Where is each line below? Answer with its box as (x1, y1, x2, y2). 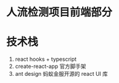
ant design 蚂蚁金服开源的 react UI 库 (14, 70, 108, 78)
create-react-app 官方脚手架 (14, 63, 86, 70)
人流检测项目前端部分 (6, 5, 113, 19)
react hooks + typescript (14, 55, 77, 63)
